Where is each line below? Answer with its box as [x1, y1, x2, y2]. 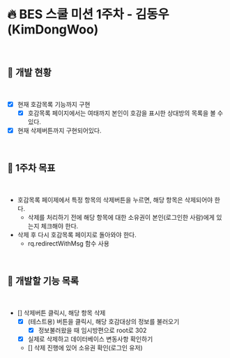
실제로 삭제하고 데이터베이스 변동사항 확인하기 [27, 334, 153, 343]
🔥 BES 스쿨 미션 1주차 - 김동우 [7, 6, 169, 22]
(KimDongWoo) [7, 22, 99, 38]
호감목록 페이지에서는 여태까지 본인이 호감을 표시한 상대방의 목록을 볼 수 [27, 109, 224, 117]
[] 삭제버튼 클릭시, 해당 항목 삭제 [17, 308, 106, 317]
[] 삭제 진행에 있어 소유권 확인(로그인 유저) [27, 343, 143, 352]
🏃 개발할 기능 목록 [7, 275, 79, 287]
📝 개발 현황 [7, 67, 52, 79]
